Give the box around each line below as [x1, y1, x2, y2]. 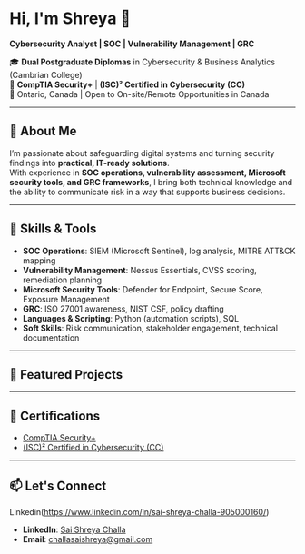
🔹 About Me [9, 124, 77, 139]
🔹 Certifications [9, 408, 101, 423]
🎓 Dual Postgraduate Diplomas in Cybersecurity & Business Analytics [9, 56, 275, 67]
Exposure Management [22, 293, 111, 304]
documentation [22, 331, 80, 343]
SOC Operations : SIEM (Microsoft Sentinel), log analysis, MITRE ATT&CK [22, 245, 296, 256]
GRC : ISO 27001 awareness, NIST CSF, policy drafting [22, 303, 224, 314]
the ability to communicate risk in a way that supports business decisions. [9, 186, 286, 197]
